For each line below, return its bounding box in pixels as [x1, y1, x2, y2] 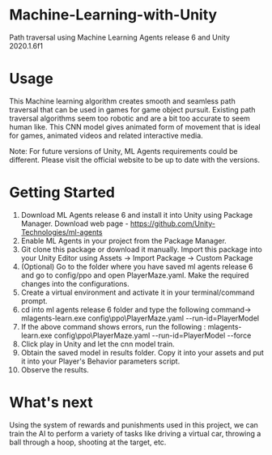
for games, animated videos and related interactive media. [9, 130, 203, 140]
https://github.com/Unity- [130, 219, 215, 228]
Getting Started [9, 184, 116, 202]
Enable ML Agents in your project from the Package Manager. [20, 236, 227, 245]
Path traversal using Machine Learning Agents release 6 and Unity [9, 32, 230, 42]
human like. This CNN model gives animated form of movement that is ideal [9, 121, 261, 131]
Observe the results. [20, 364, 90, 374]
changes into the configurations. [20, 279, 130, 288]
